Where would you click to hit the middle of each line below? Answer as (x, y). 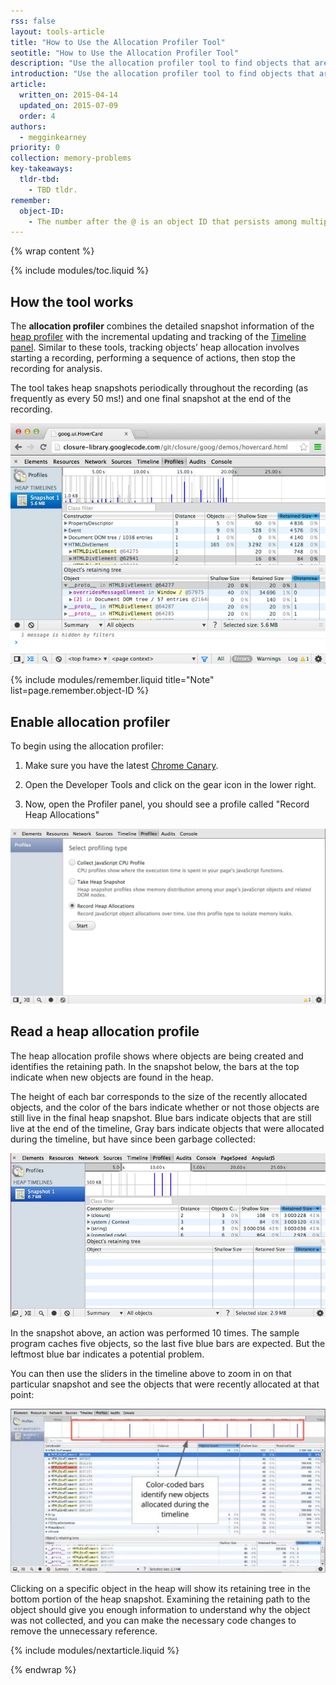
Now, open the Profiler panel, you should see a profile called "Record (167, 804)
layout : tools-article (57, 31)
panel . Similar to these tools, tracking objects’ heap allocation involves (155, 347)
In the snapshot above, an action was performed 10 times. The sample (155, 1332)
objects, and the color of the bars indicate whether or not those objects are (165, 1107)
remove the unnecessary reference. (84, 1631)
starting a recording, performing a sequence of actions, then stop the (153, 358)
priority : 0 (35, 148)
